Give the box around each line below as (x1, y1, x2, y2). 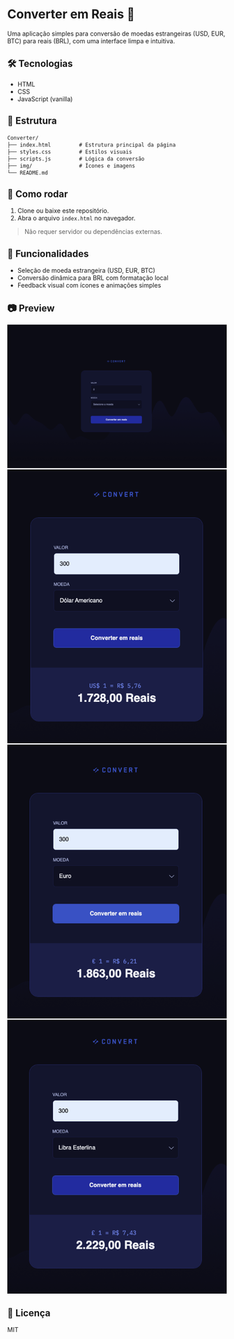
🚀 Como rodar (7, 188, 68, 200)
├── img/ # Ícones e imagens (7, 162, 136, 170)
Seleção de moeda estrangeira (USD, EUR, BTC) (17, 267, 155, 275)
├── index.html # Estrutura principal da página (7, 141, 176, 149)
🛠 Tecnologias (7, 58, 73, 70)
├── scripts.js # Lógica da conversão (7, 155, 145, 163)
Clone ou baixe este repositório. (17, 207, 109, 215)
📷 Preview (7, 302, 55, 314)
